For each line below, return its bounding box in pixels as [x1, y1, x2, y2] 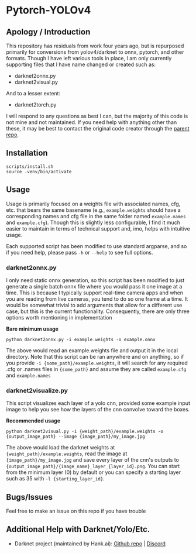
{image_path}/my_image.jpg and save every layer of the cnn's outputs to [6, 456, 180, 463]
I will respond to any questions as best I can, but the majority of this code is [6, 112, 188, 119]
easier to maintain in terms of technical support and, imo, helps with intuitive [6, 225, 190, 232]
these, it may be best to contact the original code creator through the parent [6, 125, 190, 132]
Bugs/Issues [6, 492, 53, 502]
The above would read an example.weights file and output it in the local [6, 346, 178, 354]
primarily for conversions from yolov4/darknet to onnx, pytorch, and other [6, 49, 184, 56]
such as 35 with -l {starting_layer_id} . [6, 475, 105, 482]
